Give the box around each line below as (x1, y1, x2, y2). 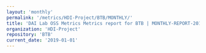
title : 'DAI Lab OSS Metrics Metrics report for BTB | (6, 20, 150, 26)
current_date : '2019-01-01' (6, 37, 78, 43)
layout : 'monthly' (6, 9, 53, 15)
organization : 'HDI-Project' (6, 26, 81, 32)
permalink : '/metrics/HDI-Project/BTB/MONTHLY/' (6, 15, 133, 21)
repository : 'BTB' (6, 32, 53, 38)
